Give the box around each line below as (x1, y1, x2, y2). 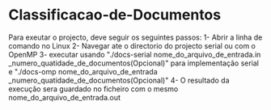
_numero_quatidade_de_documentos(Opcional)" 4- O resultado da (8, 75, 230, 85)
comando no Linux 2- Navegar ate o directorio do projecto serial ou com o (8, 40, 256, 50)
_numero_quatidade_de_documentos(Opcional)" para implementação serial (8, 58, 259, 68)
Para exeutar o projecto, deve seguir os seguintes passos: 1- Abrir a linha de (8, 32, 263, 42)
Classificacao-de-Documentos (8, 6, 221, 24)
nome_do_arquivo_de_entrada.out (8, 92, 121, 102)
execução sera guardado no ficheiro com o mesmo (8, 83, 179, 94)
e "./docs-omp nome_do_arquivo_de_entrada (8, 66, 158, 76)
